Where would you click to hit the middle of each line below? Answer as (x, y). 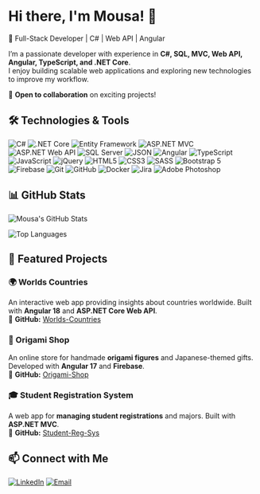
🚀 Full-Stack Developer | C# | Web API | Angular (87, 38)
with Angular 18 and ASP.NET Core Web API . (83, 311)
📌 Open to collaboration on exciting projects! (82, 94)
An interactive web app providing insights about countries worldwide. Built (130, 303)
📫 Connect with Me (58, 459)
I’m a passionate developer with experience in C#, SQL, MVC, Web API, (126, 53)
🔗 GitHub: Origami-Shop (49, 374)
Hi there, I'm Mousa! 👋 (83, 16)
